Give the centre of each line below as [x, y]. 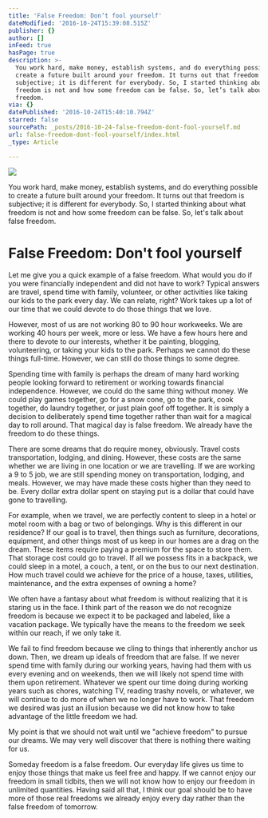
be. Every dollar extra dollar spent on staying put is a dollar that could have [131, 492]
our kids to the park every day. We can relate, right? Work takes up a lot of [130, 301]
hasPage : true [32, 53]
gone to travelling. [38, 500]
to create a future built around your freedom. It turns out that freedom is [126, 195]
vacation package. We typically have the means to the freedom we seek [127, 624]
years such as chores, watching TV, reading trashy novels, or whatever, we [132, 691]
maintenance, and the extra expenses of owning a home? [102, 584]
